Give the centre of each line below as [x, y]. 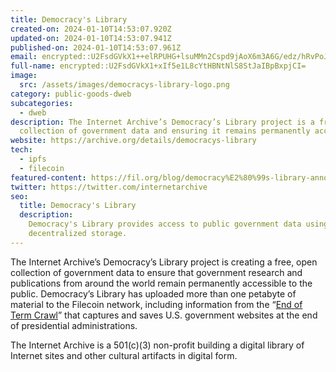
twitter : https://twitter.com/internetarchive [109, 187]
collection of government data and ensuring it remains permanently [165, 131]
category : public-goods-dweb [71, 94]
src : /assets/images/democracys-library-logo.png [124, 85]
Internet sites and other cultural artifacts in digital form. [124, 355]
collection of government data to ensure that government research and [156, 272]
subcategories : [42, 103]
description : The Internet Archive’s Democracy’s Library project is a [162, 122]
